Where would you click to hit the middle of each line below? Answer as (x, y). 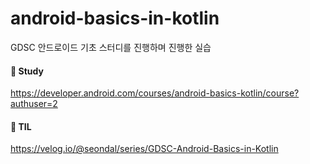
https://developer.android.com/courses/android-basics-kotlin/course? (155, 93)
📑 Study (27, 71)
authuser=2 (34, 104)
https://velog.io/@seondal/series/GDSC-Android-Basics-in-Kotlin (144, 149)
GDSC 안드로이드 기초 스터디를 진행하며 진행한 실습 (111, 47)
